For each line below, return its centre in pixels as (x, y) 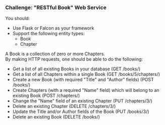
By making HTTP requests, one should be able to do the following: (74, 59)
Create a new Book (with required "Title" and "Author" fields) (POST (83, 80)
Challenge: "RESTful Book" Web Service (56, 8)
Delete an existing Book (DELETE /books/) (56, 117)
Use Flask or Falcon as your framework (53, 28)
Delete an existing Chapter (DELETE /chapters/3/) (64, 106)
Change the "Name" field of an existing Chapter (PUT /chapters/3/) (82, 101)
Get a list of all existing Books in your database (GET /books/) (76, 69)
